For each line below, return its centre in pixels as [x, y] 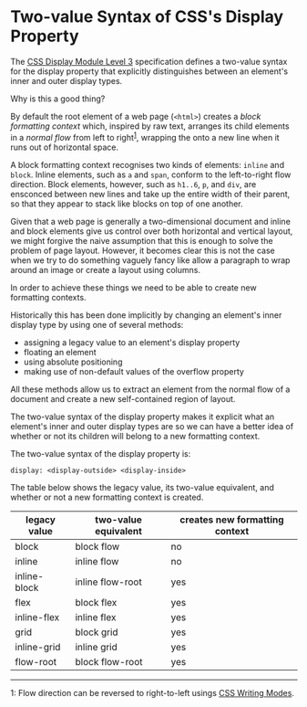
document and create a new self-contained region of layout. [123, 398]
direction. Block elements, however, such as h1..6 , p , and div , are [133, 184]
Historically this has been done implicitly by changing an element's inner [146, 315]
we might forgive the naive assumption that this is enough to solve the [142, 240]
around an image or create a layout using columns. [106, 269]
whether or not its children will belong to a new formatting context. [135, 436]
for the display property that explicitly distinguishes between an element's [149, 71]
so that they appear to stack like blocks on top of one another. [127, 204]
